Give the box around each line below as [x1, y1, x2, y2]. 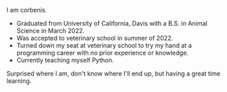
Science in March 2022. [16, 27, 85, 35]
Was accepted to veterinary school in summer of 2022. [16, 34, 174, 42]
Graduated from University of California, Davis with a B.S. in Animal [16, 19, 208, 27]
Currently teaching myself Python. [16, 56, 115, 64]
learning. [6, 77, 32, 85]
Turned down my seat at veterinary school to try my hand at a [16, 42, 193, 49]
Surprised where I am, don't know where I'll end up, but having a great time [6, 69, 221, 77]
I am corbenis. [6, 6, 48, 14]
